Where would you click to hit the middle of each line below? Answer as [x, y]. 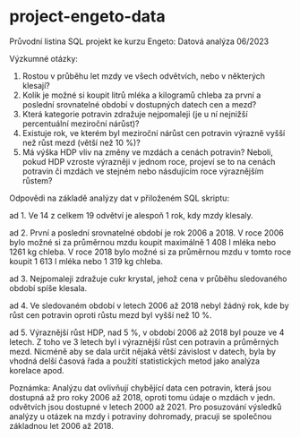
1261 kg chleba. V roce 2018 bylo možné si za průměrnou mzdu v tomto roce [150, 252]
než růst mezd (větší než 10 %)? [81, 142]
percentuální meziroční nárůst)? [81, 124]
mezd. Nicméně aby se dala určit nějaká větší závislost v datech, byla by [142, 351]
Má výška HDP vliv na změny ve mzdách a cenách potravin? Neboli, [147, 152]
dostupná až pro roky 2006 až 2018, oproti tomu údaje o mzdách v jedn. [142, 397]
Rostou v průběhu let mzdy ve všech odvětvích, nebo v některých [144, 76]
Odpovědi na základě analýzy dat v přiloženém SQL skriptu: [120, 198]
